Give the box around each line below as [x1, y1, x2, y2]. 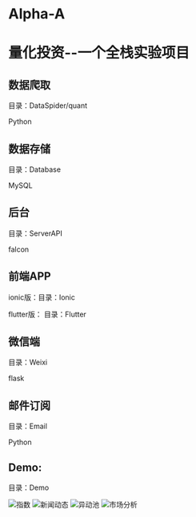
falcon [8, 245, 30, 254]
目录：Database [8, 165, 62, 174]
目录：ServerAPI [8, 229, 62, 238]
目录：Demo [8, 483, 50, 492]
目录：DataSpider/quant [8, 101, 88, 110]
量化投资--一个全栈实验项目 [8, 44, 190, 62]
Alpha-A [8, 5, 66, 23]
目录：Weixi [8, 357, 48, 368]
